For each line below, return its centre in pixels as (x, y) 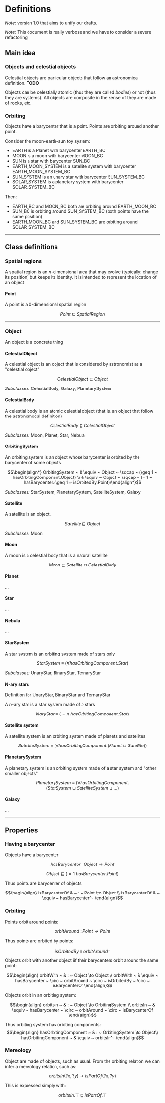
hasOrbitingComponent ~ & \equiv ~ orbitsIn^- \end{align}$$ (82, 1038)
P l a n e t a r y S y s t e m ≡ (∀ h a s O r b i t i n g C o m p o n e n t (82, 782)
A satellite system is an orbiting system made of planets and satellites (75, 736)
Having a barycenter (30, 844)
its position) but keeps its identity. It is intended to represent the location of (81, 277)
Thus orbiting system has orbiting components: (53, 1025)
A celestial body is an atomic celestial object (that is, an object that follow (79, 411)
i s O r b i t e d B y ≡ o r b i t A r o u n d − (82, 951)
